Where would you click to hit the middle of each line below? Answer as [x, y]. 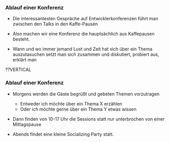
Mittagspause [27, 124]
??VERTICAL [18, 69]
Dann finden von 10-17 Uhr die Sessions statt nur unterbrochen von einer [89, 119]
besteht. [21, 39]
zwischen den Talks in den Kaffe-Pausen [55, 24]
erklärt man [25, 60]
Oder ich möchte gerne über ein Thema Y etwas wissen [78, 109]
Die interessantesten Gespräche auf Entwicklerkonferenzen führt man [85, 19]
